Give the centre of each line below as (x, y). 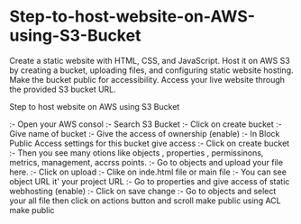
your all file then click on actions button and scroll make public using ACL (145, 201)
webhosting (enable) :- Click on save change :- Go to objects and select (143, 191)
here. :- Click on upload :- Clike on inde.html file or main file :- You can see (148, 172)
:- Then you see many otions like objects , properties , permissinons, (137, 152)
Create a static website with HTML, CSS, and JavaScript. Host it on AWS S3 (150, 60)
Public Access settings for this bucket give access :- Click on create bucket (150, 143)
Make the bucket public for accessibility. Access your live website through (147, 79)
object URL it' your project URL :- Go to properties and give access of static (150, 181)
